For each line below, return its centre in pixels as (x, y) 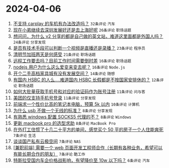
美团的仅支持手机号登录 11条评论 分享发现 (54, 97)
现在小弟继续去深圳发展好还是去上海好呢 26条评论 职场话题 (72, 30)
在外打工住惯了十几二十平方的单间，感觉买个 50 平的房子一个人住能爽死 (88, 129)
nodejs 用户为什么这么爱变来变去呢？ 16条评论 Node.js (69, 67)
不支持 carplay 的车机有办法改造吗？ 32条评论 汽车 (64, 23)
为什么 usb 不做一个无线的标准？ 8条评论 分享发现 (63, 110)
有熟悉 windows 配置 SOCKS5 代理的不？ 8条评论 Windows (72, 117)
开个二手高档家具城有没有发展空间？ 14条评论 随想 (64, 73)
